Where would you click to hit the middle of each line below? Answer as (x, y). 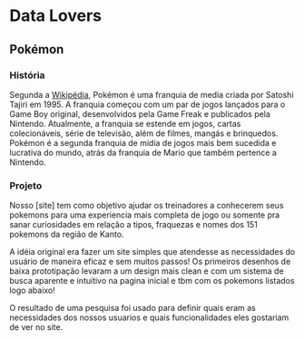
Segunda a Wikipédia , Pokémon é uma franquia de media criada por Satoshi (152, 94)
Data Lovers (56, 16)
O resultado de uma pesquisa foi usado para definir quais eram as (133, 308)
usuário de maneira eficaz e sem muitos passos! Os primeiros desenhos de (150, 262)
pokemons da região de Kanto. (67, 234)
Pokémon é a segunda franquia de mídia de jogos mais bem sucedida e (143, 142)
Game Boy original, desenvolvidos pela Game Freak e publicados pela (140, 113)
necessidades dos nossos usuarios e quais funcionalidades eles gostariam (149, 317)
